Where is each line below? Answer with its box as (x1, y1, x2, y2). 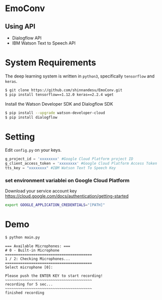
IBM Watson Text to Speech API (12, 40, 76, 46)
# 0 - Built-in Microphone (5, 248, 60, 253)
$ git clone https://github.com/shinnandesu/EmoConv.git (5, 88, 123, 93)
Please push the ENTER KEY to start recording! (5, 273, 103, 278)
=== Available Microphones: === (5, 243, 70, 249)
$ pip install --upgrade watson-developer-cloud (5, 110, 105, 115)
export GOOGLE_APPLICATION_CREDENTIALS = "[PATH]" (5, 203, 105, 207)
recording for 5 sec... (5, 282, 53, 286)
